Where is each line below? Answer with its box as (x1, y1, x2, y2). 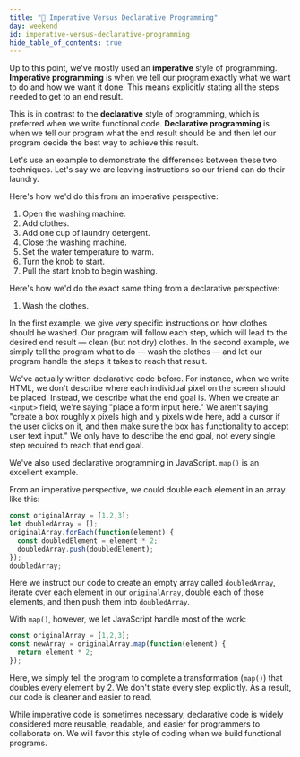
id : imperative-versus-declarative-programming (9, 30, 191, 39)
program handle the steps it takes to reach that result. (9, 356, 208, 367)
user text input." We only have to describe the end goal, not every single (9, 431, 276, 441)
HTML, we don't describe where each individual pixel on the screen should (9, 383, 286, 394)
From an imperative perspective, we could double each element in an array (9, 484, 286, 495)
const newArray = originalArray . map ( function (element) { (9, 640, 227, 648)
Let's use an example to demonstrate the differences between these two (9, 154, 278, 166)
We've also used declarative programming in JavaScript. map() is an (9, 457, 260, 468)
